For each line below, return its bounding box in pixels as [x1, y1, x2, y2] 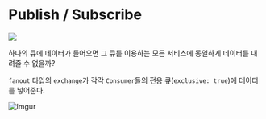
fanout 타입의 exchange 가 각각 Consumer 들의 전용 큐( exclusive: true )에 [8, 75, 238, 85]
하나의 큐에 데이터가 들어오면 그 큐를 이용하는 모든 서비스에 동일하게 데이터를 [8, 48, 250, 58]
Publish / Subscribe [8, 6, 143, 24]
